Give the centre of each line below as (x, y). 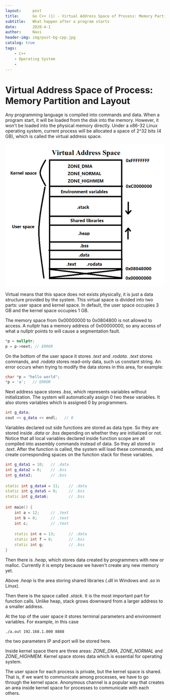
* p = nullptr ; (20, 341)
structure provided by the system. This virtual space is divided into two (79, 299)
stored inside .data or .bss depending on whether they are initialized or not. (84, 433)
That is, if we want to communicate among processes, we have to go (77, 677)
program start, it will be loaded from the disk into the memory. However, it (82, 120)
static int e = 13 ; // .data (51, 534)
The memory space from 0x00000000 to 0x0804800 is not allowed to (79, 320)
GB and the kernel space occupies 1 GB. (47, 310)
